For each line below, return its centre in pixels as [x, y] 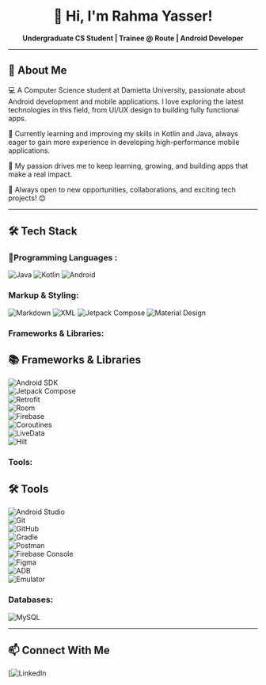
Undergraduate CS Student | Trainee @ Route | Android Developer [133, 38]
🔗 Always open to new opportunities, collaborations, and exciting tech [122, 189]
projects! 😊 [27, 198]
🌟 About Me [38, 70]
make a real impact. [40, 174]
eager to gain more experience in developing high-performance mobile [124, 142]
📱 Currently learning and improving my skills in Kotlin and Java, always [123, 133]
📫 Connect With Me [59, 650]
